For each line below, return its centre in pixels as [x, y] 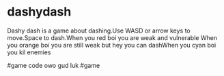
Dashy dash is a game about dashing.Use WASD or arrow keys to [99, 31]
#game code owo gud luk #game [54, 65]
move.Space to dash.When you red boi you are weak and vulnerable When [112, 37]
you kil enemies [29, 52]
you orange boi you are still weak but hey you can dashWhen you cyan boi [112, 45]
